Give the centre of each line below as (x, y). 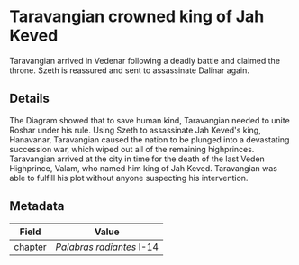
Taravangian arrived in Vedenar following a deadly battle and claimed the (145, 60)
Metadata (37, 206)
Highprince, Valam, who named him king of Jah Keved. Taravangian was (143, 168)
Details (29, 99)
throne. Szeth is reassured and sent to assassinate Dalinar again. (130, 70)
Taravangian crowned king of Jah (137, 17)
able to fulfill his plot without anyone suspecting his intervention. (129, 178)
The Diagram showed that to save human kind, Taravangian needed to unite (149, 120)
